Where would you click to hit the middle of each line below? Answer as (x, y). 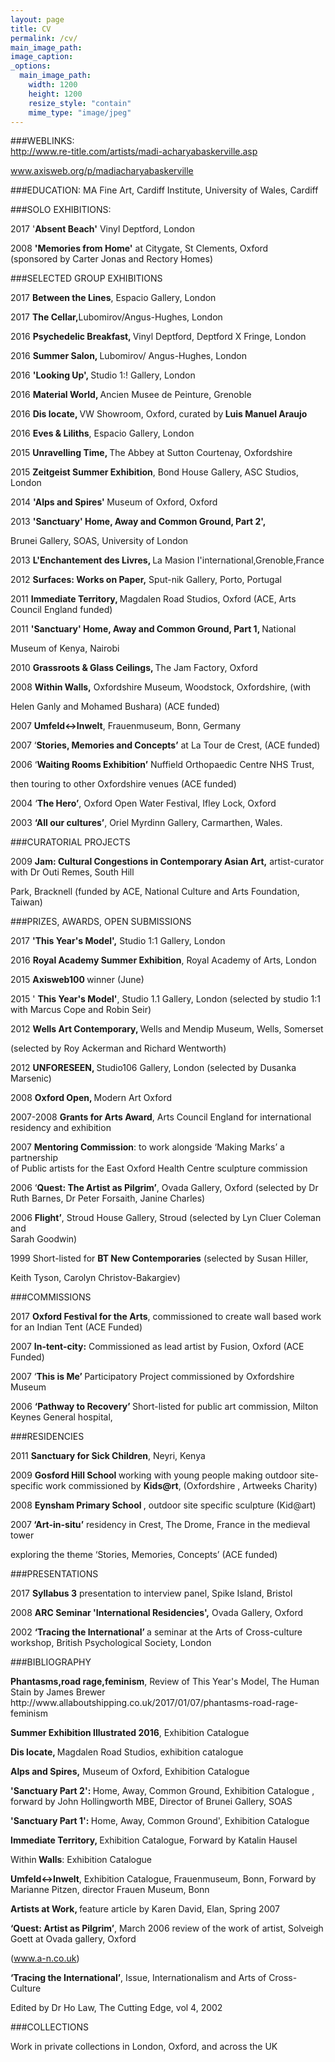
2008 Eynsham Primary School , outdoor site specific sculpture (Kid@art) (163, 1505)
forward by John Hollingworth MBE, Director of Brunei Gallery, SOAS (151, 1802)
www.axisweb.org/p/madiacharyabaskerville (102, 171)
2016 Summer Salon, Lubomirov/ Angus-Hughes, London (128, 356)
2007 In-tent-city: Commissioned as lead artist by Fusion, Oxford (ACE (157, 1347)
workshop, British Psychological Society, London (111, 1643)
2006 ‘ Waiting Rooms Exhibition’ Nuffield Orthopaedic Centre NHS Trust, (162, 765)
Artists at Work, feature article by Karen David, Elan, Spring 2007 (145, 1909)
